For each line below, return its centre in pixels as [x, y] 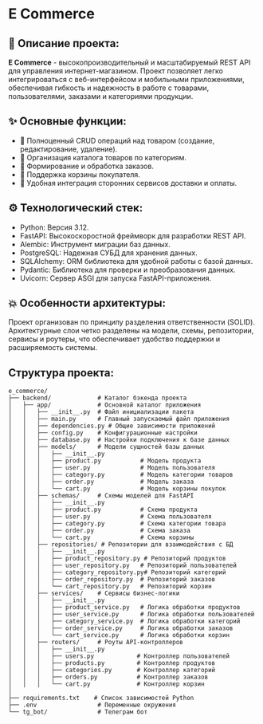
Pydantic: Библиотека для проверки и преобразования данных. [128, 270]
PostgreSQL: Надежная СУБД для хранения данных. [108, 253]
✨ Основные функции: [68, 122]
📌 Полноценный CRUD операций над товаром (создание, [117, 140]
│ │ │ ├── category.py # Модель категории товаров [121, 475]
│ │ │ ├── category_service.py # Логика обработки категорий [124, 622]
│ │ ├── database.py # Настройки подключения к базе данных [119, 440]
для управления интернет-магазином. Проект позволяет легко [116, 71]
